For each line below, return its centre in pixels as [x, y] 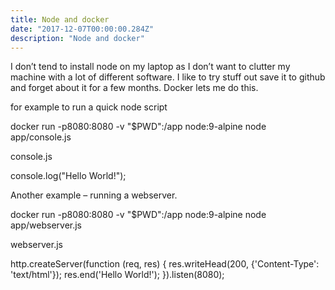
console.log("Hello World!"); [68, 176]
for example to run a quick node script [89, 107]
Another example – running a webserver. [94, 195]
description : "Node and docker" [77, 38]
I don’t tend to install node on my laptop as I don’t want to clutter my [150, 67]
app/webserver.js [46, 225]
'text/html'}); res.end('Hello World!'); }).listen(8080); [117, 275]
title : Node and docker [60, 19]
